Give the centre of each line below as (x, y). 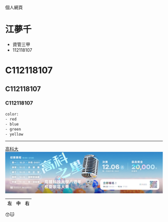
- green (13, 129)
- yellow (14, 134)
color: (12, 114)
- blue (12, 124)
